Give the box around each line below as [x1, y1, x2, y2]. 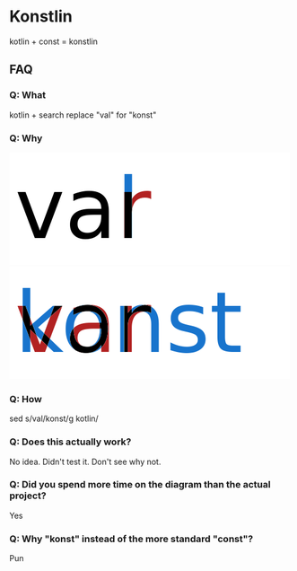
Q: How [9, 392, 42, 405]
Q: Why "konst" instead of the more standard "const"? [9, 532, 254, 545]
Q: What [9, 89, 47, 101]
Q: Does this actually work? [9, 435, 132, 448]
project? [9, 489, 47, 502]
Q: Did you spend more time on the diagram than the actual [9, 479, 271, 491]
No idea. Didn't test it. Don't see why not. [9, 456, 162, 467]
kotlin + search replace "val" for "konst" [9, 110, 157, 120]
